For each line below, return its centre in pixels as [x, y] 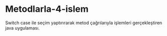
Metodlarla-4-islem [47, 9]
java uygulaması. [23, 28]
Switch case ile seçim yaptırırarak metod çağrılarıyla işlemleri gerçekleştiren [84, 23]
